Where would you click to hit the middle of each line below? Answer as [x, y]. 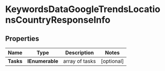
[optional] [112, 61]
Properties [22, 39]
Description [80, 53]
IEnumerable [43, 61]
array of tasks [79, 61]
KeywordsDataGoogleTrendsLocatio [83, 9]
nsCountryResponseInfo [58, 20]
